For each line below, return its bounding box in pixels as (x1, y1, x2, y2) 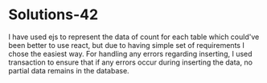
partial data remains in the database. (8, 65, 130, 75)
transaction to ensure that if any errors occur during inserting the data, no (8, 57, 253, 67)
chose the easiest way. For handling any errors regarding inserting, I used (8, 49, 253, 58)
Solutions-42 (8, 6, 99, 24)
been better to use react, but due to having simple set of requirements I (8, 40, 245, 49)
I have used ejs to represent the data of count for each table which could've (8, 32, 260, 41)
